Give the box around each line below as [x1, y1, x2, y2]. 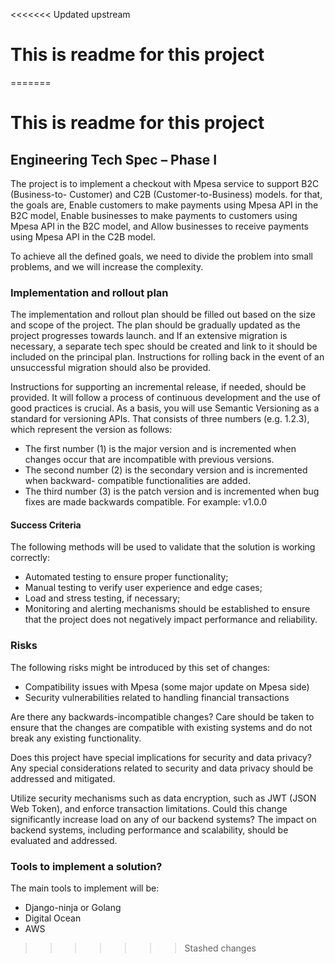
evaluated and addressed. [10, 834, 118, 846]
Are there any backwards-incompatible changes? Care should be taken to [10, 710, 315, 723]
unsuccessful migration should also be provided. [10, 362, 212, 374]
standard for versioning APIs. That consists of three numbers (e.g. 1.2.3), [10, 413, 310, 425]
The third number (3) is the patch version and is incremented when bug [24, 485, 320, 498]
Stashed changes [184, 942, 257, 954]
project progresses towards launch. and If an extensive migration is [10, 330, 288, 342]
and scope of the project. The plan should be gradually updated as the [10, 319, 301, 331]
